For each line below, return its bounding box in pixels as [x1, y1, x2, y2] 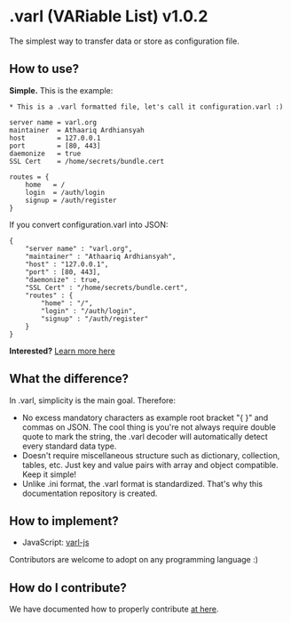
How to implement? [9, 514, 119, 529]
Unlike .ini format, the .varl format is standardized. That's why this [21, 478, 263, 489]
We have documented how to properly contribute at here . [9, 603, 219, 615]
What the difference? [9, 371, 130, 386]
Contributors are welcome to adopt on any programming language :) [9, 554, 259, 565]
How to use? [9, 61, 80, 77]
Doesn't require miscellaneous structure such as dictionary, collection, [21, 449, 280, 460]
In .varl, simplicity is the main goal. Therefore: [9, 394, 176, 406]
